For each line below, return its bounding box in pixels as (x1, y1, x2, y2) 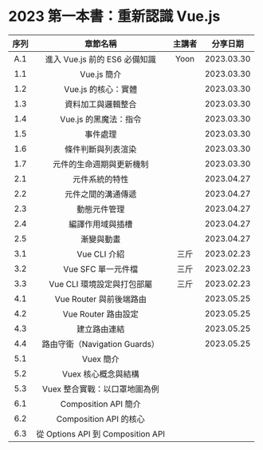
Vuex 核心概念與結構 (61, 368, 139, 380)
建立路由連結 (77, 323, 125, 334)
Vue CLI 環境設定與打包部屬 (49, 278, 153, 289)
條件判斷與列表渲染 (65, 143, 137, 154)
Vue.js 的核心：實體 (63, 83, 138, 94)
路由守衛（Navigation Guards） (41, 338, 159, 349)
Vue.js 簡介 (79, 69, 122, 80)
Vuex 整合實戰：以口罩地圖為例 (41, 383, 159, 394)
